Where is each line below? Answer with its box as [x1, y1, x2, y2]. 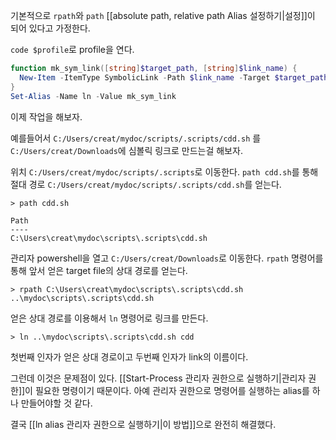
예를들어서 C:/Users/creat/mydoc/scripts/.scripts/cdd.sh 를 [10, 132, 262, 144]
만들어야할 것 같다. [20, 397, 93, 409]
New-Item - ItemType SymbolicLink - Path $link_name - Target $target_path [19, 72, 329, 83]
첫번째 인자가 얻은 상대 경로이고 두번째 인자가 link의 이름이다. [10, 350, 249, 363]
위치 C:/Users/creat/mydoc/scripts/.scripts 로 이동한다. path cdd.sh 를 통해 [10, 165, 319, 178]
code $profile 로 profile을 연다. [10, 44, 135, 55]
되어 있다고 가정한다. [10, 22, 91, 34]
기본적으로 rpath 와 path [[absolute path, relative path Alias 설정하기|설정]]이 [10, 10, 316, 21]
